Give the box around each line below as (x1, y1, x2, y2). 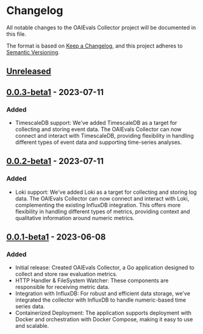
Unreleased (6, 66, 52, 77)
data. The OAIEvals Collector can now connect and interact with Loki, (15, 194, 190, 202)
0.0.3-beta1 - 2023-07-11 (6, 87, 104, 98)
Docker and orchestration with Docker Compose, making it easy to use (15, 316, 193, 323)
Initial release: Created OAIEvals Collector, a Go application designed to (15, 264, 195, 271)
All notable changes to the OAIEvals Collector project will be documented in (6, 24, 196, 31)
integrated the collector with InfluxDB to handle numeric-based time (15, 296, 187, 304)
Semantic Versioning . (6, 48, 60, 55)
